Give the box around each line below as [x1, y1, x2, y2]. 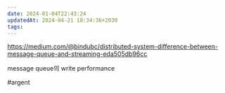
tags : [7, 23, 23, 30]
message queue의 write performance [7, 64, 115, 73]
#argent [7, 78, 30, 87]
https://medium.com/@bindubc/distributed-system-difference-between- [7, 43, 218, 51]
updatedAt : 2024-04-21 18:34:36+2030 [7, 17, 118, 24]
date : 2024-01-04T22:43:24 [7, 10, 86, 17]
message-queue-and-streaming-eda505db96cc [7, 50, 148, 58]
